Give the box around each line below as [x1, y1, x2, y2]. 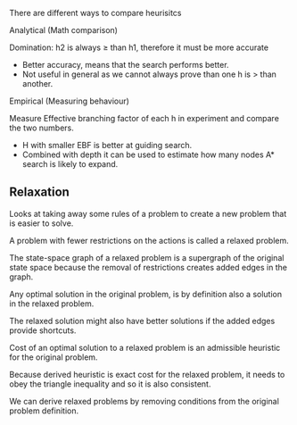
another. [21, 79, 54, 88]
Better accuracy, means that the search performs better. [21, 60, 229, 70]
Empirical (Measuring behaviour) [9, 96, 129, 106]
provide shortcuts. [9, 325, 77, 336]
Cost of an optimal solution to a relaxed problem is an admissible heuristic [9, 342, 281, 353]
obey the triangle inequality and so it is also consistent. [9, 379, 211, 389]
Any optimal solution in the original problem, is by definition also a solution [9, 288, 283, 299]
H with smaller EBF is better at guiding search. [21, 140, 193, 150]
